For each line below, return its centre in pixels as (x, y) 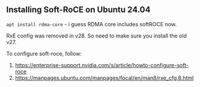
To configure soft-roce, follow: (44, 54)
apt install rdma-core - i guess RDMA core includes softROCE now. (92, 24)
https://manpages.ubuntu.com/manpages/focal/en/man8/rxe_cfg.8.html (104, 77)
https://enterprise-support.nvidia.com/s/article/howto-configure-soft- (102, 65)
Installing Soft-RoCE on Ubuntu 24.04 (78, 10)
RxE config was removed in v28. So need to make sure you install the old (96, 36)
